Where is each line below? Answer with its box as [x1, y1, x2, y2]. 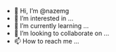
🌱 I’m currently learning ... [13, 22, 89, 30]
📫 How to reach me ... [13, 37, 79, 45]
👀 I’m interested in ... [13, 14, 74, 22]
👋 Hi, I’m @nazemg [13, 7, 70, 15]
